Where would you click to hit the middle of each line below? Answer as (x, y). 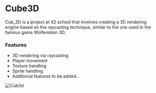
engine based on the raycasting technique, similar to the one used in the (78, 27)
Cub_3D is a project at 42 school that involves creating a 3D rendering (76, 22)
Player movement (30, 61)
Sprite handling (27, 71)
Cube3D (22, 9)
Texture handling (29, 66)
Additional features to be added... (46, 76)
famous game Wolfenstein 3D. (36, 32)
